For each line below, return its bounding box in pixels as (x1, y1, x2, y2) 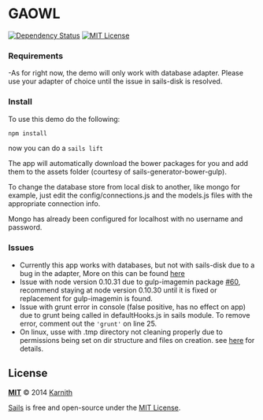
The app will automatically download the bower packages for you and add (8, 159, 249, 168)
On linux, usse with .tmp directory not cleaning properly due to (19, 327, 223, 337)
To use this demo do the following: (8, 114, 120, 123)
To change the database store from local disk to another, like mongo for (8, 182, 240, 192)
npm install (8, 129, 47, 138)
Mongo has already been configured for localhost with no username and (8, 214, 243, 224)
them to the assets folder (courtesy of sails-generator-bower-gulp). (8, 167, 227, 177)
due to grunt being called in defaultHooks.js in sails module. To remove (19, 310, 250, 319)
